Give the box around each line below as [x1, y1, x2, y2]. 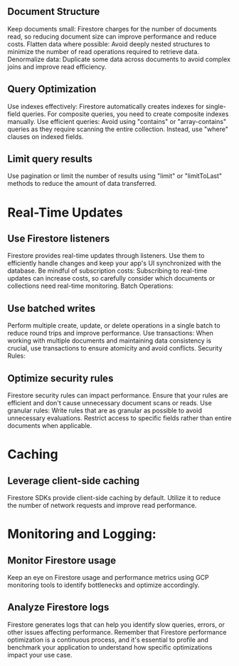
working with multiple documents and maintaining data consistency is [7, 336, 212, 345]
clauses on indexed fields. [7, 132, 84, 141]
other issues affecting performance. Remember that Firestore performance [7, 628, 227, 636]
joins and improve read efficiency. [7, 62, 107, 71]
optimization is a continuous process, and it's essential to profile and [7, 635, 208, 644]
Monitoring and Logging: [7, 526, 156, 542]
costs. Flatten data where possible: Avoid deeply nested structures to [7, 39, 211, 48]
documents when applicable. [7, 422, 92, 430]
